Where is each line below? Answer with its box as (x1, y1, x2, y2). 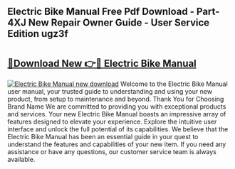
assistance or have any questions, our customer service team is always (7, 148, 217, 156)
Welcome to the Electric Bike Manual (120, 80, 228, 88)
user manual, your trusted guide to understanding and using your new (7, 87, 212, 95)
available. (7, 156, 36, 163)
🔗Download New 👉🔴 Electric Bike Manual (7, 57, 197, 70)
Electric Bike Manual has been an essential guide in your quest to (7, 133, 199, 141)
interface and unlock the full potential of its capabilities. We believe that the (7, 125, 229, 133)
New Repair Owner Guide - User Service (28, 17, 210, 29)
